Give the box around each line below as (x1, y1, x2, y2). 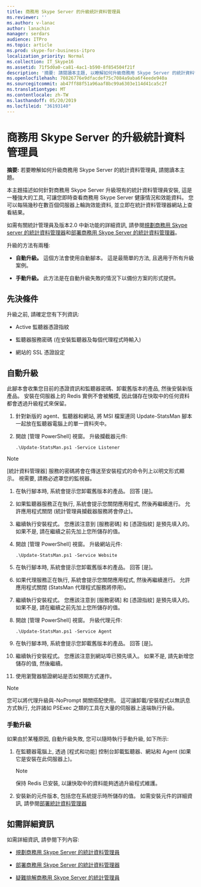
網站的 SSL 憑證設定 (15, 349, 65, 356)
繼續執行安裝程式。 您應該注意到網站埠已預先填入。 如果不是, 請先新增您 (15, 652, 194, 660)
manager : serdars (7, 31, 50, 37)
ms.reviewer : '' (7, 14, 47, 20)
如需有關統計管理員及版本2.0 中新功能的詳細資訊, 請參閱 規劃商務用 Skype (7, 221, 188, 229)
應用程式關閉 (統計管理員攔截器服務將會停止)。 (20, 508, 136, 515)
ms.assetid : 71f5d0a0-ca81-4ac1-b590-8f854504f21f (7, 64, 135, 70)
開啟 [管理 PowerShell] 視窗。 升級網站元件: (15, 541, 123, 548)
